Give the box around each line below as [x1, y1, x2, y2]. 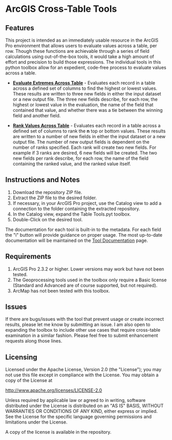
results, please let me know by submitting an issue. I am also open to [5, 321, 150, 328]
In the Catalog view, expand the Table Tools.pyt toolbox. [12, 211, 132, 217]
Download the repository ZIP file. [12, 189, 82, 195]
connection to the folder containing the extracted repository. [12, 205, 140, 212]
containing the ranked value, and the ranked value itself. [12, 161, 132, 167]
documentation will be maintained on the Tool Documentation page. [5, 237, 148, 243]
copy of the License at [5, 377, 53, 384]
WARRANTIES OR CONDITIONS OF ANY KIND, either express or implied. [5, 408, 158, 414]
